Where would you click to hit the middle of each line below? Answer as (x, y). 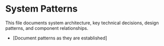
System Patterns (42, 9)
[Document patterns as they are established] (60, 38)
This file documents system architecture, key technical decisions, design (82, 23)
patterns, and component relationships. (47, 28)
